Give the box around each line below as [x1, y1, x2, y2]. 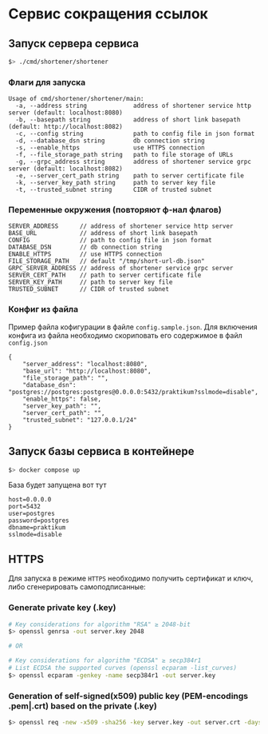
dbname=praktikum [8, 524, 66, 532]
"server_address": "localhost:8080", [22, 360, 148, 368]
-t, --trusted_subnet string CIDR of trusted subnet [15, 185, 213, 194]
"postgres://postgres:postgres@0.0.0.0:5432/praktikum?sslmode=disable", [8, 388, 259, 396]
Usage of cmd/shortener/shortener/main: [8, 95, 145, 103]
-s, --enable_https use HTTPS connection [15, 144, 205, 152]
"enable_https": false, [22, 395, 102, 403]
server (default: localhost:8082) [8, 165, 124, 173]
